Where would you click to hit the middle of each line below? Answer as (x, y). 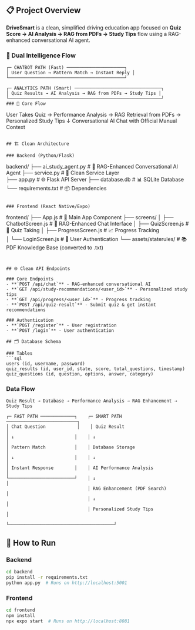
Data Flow (21, 389)
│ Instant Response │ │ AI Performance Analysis (80, 468)
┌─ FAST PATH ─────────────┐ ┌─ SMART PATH (64, 417)
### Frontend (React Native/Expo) (48, 207)
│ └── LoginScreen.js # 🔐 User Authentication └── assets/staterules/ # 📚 (97, 239)
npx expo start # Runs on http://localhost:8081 (68, 621)
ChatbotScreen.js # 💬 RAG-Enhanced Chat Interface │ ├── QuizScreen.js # (97, 224)
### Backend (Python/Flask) (41, 156)
